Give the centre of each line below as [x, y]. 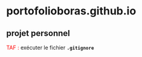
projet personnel [38, 33]
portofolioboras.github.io [71, 11]
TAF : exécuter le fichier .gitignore [50, 47]
